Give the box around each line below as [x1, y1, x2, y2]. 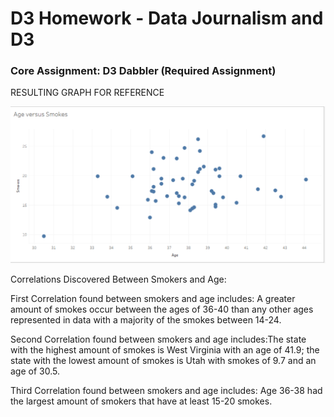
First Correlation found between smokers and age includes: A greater [10, 293, 296, 304]
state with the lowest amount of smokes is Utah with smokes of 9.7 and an [10, 355, 317, 366]
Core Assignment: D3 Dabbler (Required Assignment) [10, 64, 277, 78]
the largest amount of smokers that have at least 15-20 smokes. [10, 395, 273, 407]
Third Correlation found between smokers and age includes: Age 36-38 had [10, 385, 323, 396]
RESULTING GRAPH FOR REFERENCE [10, 87, 165, 99]
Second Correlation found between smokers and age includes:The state [10, 333, 307, 345]
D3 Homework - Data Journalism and [10, 7, 324, 30]
